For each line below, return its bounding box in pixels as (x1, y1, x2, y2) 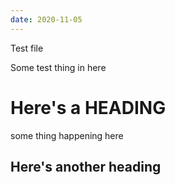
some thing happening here (10, 129, 124, 141)
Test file (10, 42, 44, 54)
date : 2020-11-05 (10, 14, 83, 25)
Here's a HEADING (10, 96, 167, 119)
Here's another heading (10, 158, 162, 175)
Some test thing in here (10, 61, 107, 73)
